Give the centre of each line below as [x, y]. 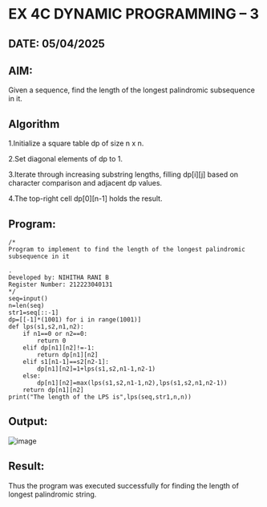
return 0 [52, 341]
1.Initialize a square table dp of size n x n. [76, 143]
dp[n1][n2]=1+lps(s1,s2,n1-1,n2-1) [97, 369]
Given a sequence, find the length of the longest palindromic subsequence [131, 90]
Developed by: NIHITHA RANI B [59, 278]
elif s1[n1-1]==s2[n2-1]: [66, 362]
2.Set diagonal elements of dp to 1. [65, 159]
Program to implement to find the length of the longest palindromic [127, 250]
